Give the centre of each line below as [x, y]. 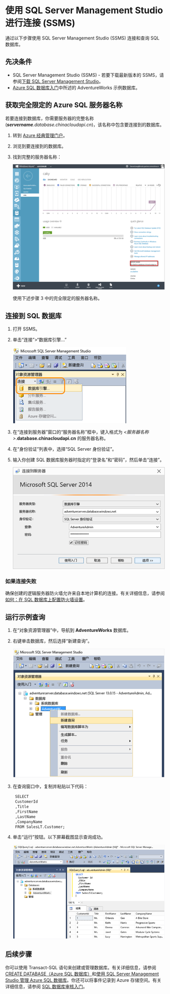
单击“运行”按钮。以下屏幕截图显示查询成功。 [59, 837]
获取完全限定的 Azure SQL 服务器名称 [64, 105]
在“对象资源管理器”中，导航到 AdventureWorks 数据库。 [72, 630]
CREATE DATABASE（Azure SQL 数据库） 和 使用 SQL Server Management [82, 974]
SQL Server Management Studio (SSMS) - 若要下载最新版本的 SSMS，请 [88, 75]
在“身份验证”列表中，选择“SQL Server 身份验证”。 [65, 449]
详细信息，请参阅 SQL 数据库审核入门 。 [46, 986]
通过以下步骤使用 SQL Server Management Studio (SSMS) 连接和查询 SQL [82, 38]
